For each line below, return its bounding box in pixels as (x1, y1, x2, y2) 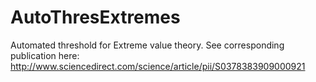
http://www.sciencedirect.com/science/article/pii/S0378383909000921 (10, 60, 306, 72)
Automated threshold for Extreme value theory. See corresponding (10, 39, 285, 51)
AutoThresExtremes (10, 6, 181, 29)
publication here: (10, 49, 80, 61)
